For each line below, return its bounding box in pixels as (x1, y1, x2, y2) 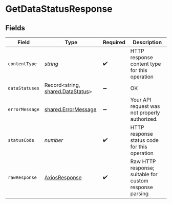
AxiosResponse (44, 174, 82, 181)
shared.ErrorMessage (44, 106, 97, 113)
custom (130, 177, 148, 184)
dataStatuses (8, 85, 40, 91)
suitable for (130, 171, 158, 178)
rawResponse (8, 175, 37, 180)
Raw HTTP (130, 158, 156, 165)
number (44, 137, 63, 144)
